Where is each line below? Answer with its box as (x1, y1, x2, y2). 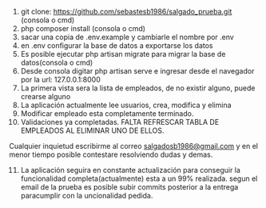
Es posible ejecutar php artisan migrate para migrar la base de (20, 50, 226, 58)
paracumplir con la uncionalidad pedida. (20, 191, 153, 200)
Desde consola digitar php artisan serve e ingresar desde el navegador (20, 66, 255, 75)
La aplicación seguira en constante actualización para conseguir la (20, 166, 240, 174)
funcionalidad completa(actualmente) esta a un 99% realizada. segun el (20, 174, 258, 183)
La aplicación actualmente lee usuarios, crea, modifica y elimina (20, 100, 232, 110)
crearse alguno (20, 92, 71, 101)
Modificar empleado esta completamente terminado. (20, 109, 194, 118)
